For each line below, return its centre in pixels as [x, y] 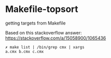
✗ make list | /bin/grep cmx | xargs [45, 47]
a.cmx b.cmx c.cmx [24, 51]
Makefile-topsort [42, 9]
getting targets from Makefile [36, 23]
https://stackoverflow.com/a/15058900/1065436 [56, 38]
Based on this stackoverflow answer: [44, 32]
